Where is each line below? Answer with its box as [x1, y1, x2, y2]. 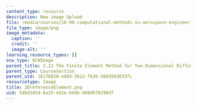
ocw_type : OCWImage [6, 57, 54, 63]
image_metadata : [6, 30, 46, 36]
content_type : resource [6, 8, 64, 15]
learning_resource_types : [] [6, 52, 77, 58]
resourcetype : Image [6, 79, 57, 85]
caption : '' [11, 36, 41, 41]
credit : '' [11, 41, 38, 47]
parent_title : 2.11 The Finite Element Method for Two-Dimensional [6, 62, 175, 69]
